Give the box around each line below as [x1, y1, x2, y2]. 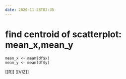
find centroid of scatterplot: [5, 28, 122, 40]
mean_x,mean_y [5, 39, 73, 50]
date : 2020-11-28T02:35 [5, 7, 55, 12]
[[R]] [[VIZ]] [5, 69, 29, 75]
